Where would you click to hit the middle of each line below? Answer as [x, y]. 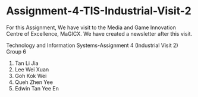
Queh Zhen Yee [34, 82]
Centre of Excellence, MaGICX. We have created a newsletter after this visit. [99, 33]
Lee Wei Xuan [32, 69]
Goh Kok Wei [31, 76]
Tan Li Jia [26, 63]
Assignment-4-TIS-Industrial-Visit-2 [99, 11]
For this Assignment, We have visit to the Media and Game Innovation [91, 27]
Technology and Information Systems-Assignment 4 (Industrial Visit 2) [92, 45]
